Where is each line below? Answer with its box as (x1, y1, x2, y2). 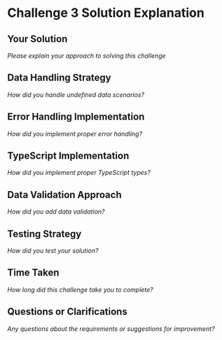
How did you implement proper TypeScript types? (7, 169, 151, 177)
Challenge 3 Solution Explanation (7, 5, 204, 21)
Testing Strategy (7, 228, 82, 240)
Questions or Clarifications (7, 306, 127, 318)
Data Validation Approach (7, 188, 122, 201)
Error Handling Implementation (7, 111, 145, 123)
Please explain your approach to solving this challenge (7, 51, 166, 60)
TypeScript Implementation (7, 150, 130, 162)
